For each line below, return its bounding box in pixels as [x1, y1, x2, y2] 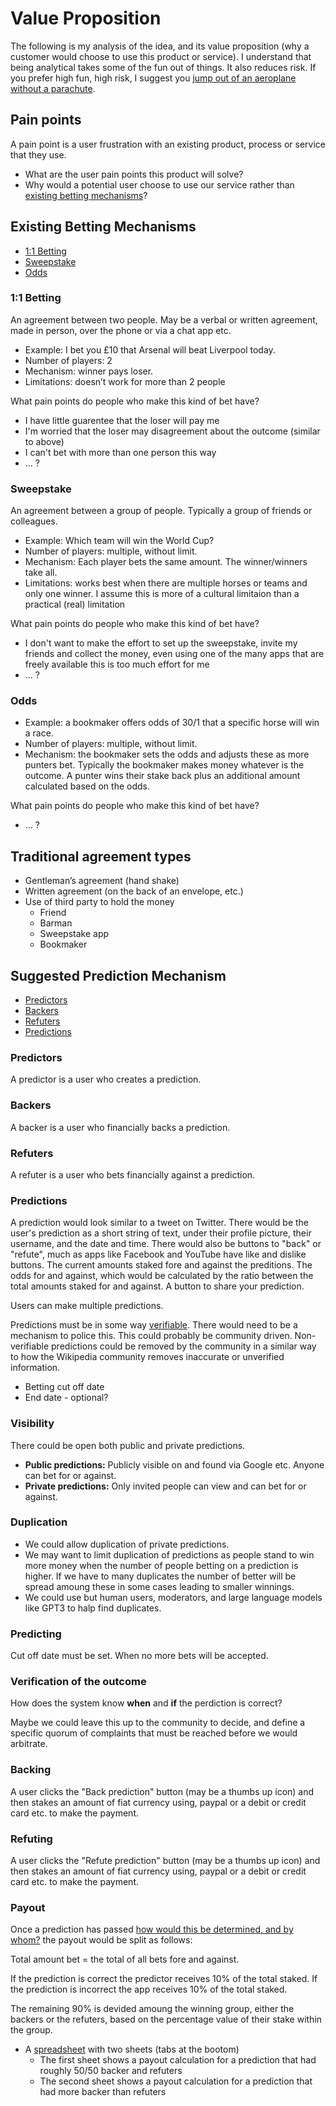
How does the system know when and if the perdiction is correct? [10, 1697, 283, 1709]
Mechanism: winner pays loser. [24, 365, 154, 377]
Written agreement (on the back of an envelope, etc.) [24, 885, 244, 897]
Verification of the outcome [10, 1675, 147, 1689]
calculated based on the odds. [24, 780, 150, 792]
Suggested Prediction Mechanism [10, 967, 227, 984]
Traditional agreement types [10, 848, 192, 865]
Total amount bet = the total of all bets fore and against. [10, 1953, 240, 1966]
